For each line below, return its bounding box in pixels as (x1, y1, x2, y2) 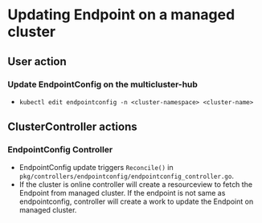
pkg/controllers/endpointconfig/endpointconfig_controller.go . (18, 171, 235, 180)
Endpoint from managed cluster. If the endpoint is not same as (18, 188, 226, 197)
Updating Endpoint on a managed (7, 6, 235, 24)
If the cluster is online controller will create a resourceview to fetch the (18, 179, 253, 189)
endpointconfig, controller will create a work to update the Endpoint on (18, 197, 254, 206)
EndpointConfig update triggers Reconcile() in (18, 162, 174, 172)
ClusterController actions (7, 120, 137, 134)
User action (7, 55, 68, 68)
